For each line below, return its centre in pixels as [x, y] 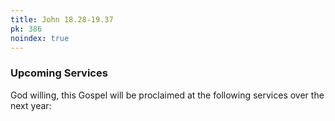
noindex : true [40, 38]
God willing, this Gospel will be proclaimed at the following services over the [167, 95]
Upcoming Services [59, 73]
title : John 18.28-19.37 [62, 19]
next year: [31, 105]
